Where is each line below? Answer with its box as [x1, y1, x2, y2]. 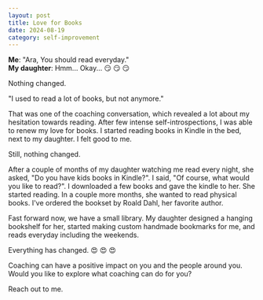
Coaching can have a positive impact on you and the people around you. [8, 261, 243, 270]
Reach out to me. [8, 284, 64, 294]
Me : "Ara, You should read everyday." [8, 55, 130, 65]
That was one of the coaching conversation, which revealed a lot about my [8, 109, 250, 119]
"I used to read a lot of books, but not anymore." [8, 94, 164, 103]
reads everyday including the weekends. [8, 230, 140, 240]
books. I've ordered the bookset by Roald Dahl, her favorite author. [8, 198, 224, 208]
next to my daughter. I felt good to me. [8, 135, 132, 144]
